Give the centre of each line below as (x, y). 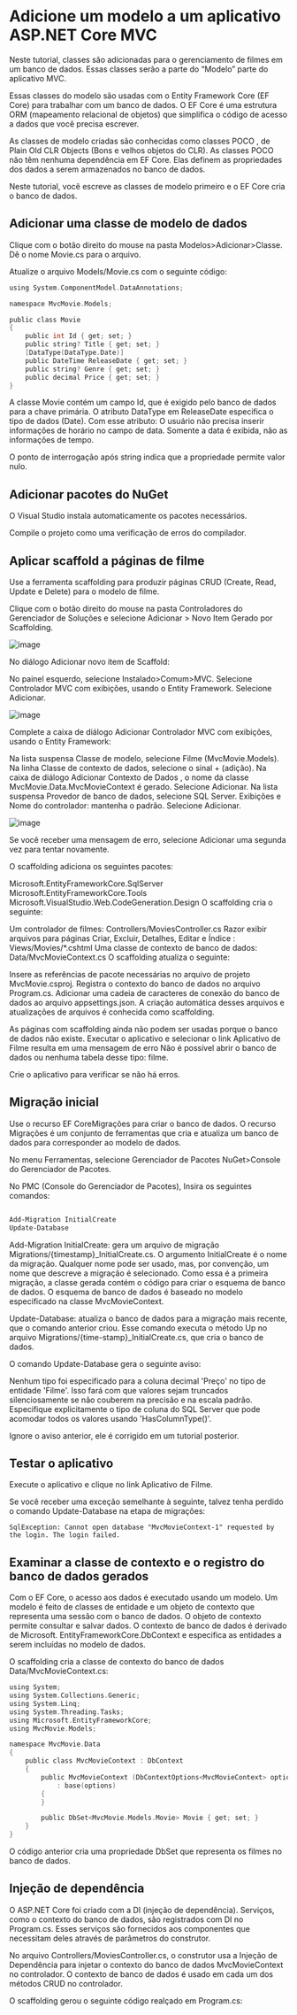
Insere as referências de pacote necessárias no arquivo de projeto (130, 974)
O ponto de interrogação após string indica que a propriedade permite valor (147, 457)
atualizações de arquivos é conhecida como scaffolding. (112, 1012)
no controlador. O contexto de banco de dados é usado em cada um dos (141, 1974)
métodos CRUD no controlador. (66, 1983)
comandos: (30, 1195)
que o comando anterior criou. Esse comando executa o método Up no (138, 1328)
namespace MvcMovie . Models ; (61, 304)
